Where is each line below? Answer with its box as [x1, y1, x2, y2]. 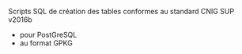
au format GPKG [19, 38, 73, 48]
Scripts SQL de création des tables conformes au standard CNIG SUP [8, 7, 235, 16]
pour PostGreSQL [19, 31, 78, 39]
